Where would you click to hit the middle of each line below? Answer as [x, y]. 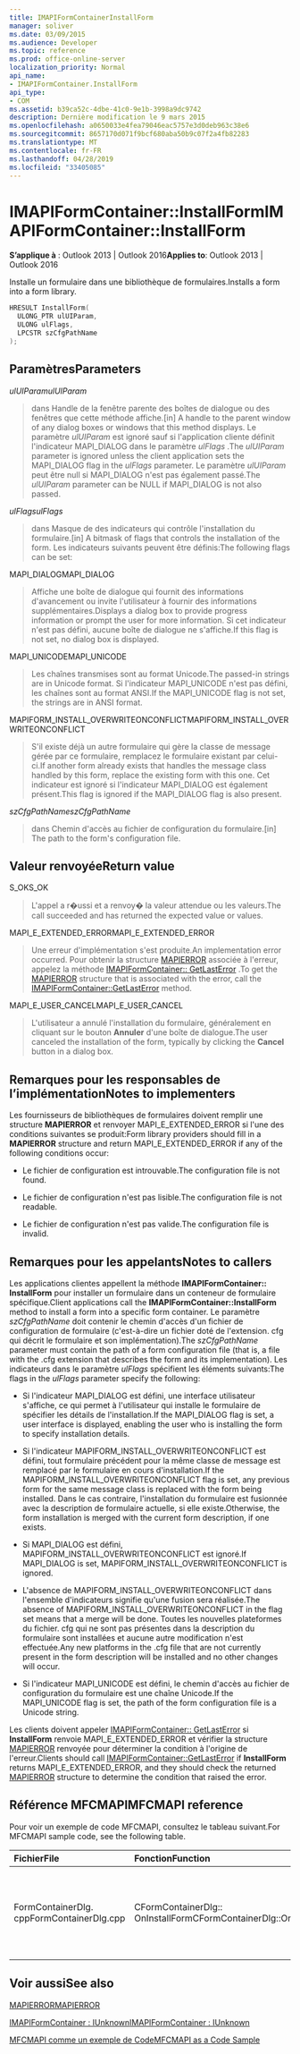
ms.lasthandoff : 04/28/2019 [62, 159]
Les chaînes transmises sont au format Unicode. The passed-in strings [160, 674]
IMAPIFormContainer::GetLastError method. [111, 989]
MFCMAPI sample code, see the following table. [97, 1836]
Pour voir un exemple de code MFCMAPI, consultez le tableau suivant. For [145, 1827]
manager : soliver [42, 26]
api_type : [28, 92]
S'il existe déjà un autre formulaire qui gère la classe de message [150, 746]
